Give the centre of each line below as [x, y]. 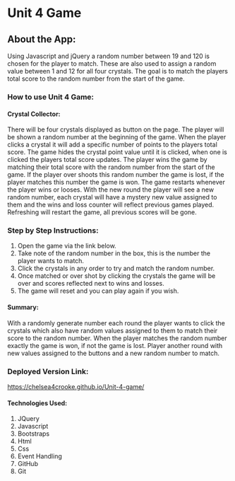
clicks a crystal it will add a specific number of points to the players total [112, 145]
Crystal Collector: [34, 114]
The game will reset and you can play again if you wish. [98, 291]
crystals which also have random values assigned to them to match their [113, 330]
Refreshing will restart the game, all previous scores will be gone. [102, 212]
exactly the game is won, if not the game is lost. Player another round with [115, 345]
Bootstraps [34, 434]
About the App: [42, 39]
